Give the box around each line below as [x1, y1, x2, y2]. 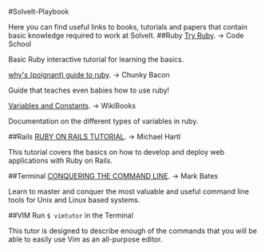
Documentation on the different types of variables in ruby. [8, 116, 199, 126]
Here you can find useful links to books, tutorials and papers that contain [8, 22, 248, 31]
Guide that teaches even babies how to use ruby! [8, 85, 170, 95]
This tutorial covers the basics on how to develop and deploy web [8, 148, 225, 156]
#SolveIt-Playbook [8, 7, 69, 16]
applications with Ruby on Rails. [8, 156, 113, 165]
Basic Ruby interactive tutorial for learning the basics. [8, 55, 184, 64]
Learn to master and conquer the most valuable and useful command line [8, 187, 250, 196]
